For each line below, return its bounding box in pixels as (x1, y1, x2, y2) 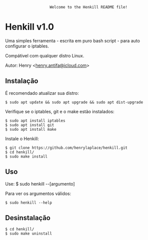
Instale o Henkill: (5, 135, 39, 142)
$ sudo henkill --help (5, 200, 52, 205)
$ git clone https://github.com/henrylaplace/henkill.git (5, 145, 128, 150)
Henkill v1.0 (5, 21, 54, 32)
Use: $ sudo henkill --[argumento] (5, 181, 75, 187)
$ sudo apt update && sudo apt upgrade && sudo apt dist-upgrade (5, 100, 143, 105)
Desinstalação (5, 214, 51, 222)
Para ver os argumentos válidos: (5, 190, 72, 197)
